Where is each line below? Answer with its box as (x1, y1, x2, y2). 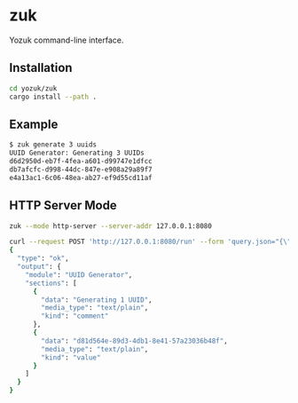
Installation (9, 60, 73, 75)
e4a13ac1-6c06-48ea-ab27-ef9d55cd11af (9, 173, 153, 182)
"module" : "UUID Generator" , (25, 270, 133, 280)
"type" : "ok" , (17, 254, 69, 263)
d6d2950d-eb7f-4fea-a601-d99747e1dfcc (9, 157, 153, 166)
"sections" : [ (25, 279, 77, 288)
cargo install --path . (9, 92, 98, 101)
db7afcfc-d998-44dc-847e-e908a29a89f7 (9, 165, 153, 174)
